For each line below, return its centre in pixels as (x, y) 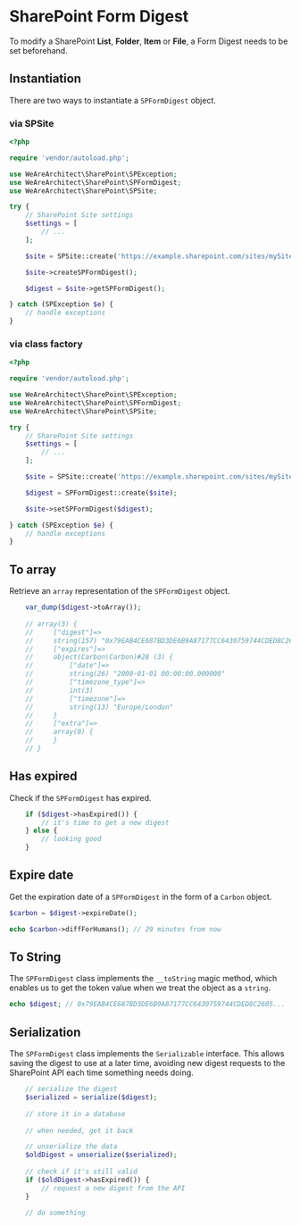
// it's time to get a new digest (105, 822)
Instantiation (46, 79)
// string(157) (62, 640)
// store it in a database (75, 1113)
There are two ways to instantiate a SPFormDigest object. (113, 100)
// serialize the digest (71, 1089)
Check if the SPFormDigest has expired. (80, 797)
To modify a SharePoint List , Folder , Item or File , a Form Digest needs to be (149, 41)
